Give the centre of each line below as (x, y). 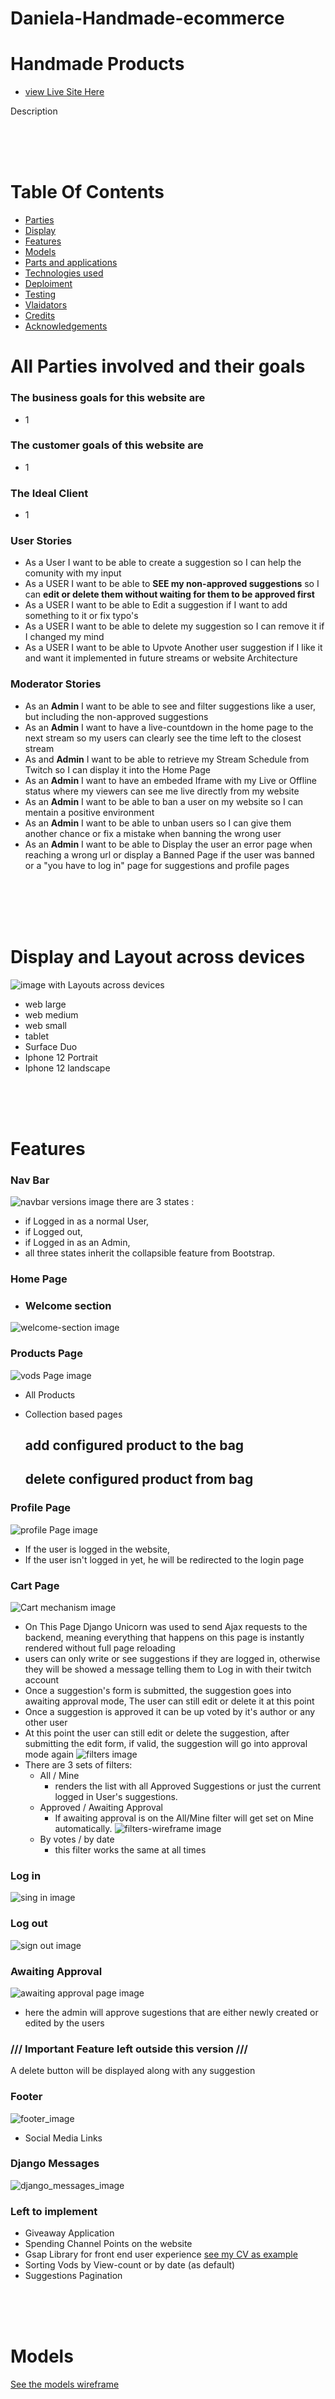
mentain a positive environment (89, 812)
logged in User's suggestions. (116, 1797)
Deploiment (48, 284)
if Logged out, (53, 1232)
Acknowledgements (66, 326)
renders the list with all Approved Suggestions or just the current (188, 1786)
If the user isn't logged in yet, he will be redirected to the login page (164, 1559)
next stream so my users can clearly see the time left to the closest (163, 738)
